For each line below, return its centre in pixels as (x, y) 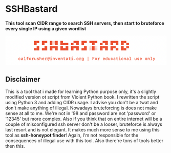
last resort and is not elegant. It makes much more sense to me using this (82, 130)
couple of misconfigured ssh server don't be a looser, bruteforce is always (84, 124)
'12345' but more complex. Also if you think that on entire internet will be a (84, 119)
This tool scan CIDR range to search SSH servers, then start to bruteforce (85, 23)
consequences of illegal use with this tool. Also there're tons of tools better (84, 141)
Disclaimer (23, 79)
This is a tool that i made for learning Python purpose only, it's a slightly (81, 92)
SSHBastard (31, 9)
